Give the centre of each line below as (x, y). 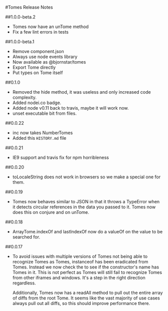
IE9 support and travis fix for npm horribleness (61, 158)
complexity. (24, 97)
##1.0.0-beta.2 (21, 17)
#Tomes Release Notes (29, 7)
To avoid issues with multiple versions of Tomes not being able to (80, 256)
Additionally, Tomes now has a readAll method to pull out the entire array (88, 293)
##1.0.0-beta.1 (20, 42)
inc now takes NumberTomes (43, 133)
